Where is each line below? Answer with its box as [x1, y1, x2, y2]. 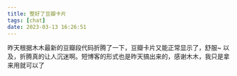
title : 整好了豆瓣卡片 [7, 10, 67, 18]
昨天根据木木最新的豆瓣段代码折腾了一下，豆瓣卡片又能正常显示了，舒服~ [7, 44, 222, 52]
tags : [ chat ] [7, 17, 46, 24]
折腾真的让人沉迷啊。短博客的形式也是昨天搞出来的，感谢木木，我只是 [19, 52, 224, 61]
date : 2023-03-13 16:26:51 [7, 23, 87, 30]
